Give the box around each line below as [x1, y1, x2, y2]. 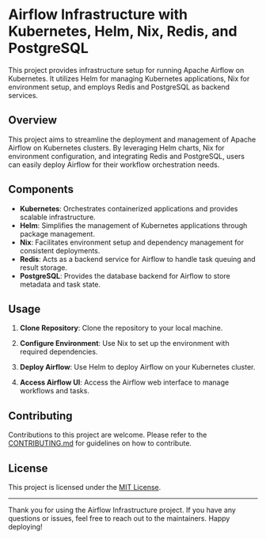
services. [8, 90, 38, 100]
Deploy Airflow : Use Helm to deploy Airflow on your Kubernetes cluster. [19, 362, 256, 372]
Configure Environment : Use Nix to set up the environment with [19, 339, 230, 348]
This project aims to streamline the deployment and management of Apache [8, 135, 256, 144]
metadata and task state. [19, 279, 101, 289]
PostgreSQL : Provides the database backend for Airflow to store [19, 271, 231, 280]
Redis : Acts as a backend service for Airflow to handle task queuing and [19, 254, 256, 264]
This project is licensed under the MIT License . [8, 483, 161, 492]
